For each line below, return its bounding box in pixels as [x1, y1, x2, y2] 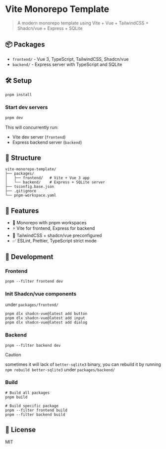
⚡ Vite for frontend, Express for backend [12, 225, 95, 231]
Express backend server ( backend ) [12, 139, 82, 145]
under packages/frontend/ [5, 301, 58, 307]
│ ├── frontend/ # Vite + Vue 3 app [5, 175, 90, 180]
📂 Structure [5, 153, 41, 162]
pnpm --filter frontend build [5, 408, 68, 413]
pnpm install [5, 92, 32, 97]
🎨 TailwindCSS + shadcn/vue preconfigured [12, 233, 102, 239]
